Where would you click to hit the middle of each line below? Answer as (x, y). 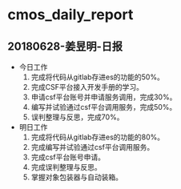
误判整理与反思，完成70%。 (77, 117)
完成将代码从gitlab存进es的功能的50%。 (98, 77)
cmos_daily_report (70, 15)
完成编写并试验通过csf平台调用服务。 (93, 147)
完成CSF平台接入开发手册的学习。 (87, 87)
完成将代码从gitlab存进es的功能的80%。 (98, 137)
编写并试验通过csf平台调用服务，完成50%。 (104, 107)
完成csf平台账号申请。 (68, 157)
